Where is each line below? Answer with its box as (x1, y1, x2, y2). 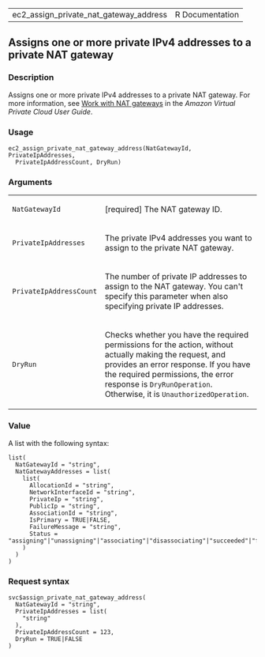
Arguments (8, 176, 53, 187)
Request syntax (8, 576, 69, 587)
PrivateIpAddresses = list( (15, 607, 108, 615)
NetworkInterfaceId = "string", (28, 488, 136, 497)
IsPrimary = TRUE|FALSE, (28, 515, 111, 524)
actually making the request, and (104, 349, 226, 361)
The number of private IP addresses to (104, 271, 248, 282)
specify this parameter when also (104, 291, 229, 302)
